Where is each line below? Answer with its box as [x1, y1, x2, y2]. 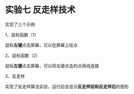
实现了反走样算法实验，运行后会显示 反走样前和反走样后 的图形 [5, 83, 129, 89]
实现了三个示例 [5, 21, 35, 27]
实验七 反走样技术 [5, 4, 76, 16]
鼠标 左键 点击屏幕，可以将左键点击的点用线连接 [5, 63, 99, 69]
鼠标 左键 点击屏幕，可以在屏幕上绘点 [5, 42, 78, 48]
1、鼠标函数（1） [5, 32, 39, 38]
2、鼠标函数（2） [5, 52, 40, 58]
